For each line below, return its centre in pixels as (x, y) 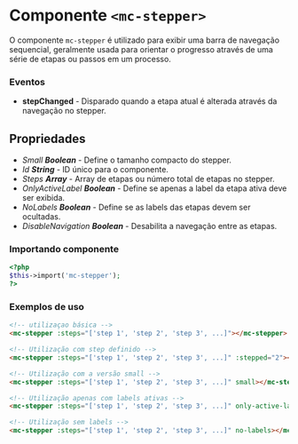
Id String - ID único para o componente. (95, 170)
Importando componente (64, 249)
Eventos (27, 82)
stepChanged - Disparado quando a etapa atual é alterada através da (149, 101)
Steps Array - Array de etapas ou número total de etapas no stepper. (148, 179)
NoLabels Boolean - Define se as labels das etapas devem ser (136, 207)
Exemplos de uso (47, 306)
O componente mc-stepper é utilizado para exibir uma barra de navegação (145, 40)
